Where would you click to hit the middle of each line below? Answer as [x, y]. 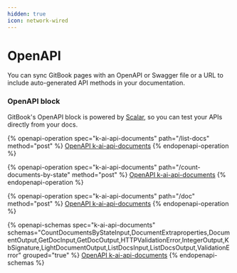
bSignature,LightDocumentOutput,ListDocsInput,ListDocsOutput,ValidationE [118, 247]
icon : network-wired [38, 21]
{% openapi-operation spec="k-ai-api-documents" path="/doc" [101, 196]
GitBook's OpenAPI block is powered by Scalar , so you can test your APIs [115, 117]
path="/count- [179, 167]
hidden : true [27, 14]
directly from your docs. [43, 124]
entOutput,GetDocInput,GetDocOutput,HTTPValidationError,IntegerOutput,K [118, 240]
